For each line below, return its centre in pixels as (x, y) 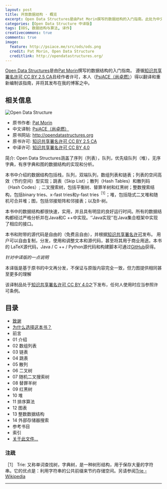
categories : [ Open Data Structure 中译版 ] (49, 24)
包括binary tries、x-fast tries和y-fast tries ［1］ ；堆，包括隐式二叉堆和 (84, 194)
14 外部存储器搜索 (31, 420)
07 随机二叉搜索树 (31, 377)
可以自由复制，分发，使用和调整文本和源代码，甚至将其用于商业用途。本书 (85, 240)
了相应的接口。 (20, 223)
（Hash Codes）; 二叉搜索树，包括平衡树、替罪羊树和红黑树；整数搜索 (78, 187)
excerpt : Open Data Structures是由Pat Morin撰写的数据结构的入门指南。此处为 (81, 19)
